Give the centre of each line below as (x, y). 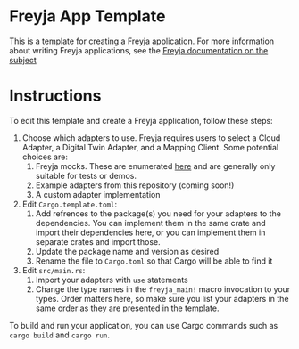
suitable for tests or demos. (86, 175)
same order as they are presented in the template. (127, 308)
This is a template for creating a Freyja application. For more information (142, 41)
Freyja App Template (87, 16)
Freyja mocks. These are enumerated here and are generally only (155, 166)
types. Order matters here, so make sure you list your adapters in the (162, 298)
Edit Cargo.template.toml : (70, 204)
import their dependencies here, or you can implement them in (150, 232)
